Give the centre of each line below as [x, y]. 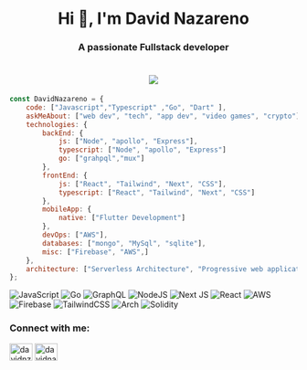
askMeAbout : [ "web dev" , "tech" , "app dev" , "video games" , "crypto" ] [163, 116]
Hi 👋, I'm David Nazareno [153, 19]
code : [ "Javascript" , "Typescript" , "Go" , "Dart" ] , [126, 107]
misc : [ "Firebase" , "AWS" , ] [95, 252]
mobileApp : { [67, 209]
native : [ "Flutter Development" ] [122, 218]
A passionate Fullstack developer [153, 48]
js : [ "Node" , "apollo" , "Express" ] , [128, 142]
